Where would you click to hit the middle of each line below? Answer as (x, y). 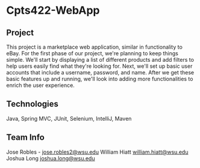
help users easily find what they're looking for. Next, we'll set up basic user (99, 66)
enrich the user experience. (41, 85)
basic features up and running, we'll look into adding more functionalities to (100, 79)
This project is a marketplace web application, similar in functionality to (94, 47)
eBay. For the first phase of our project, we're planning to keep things (92, 53)
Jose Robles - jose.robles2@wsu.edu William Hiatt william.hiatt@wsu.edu (97, 152)
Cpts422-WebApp (53, 10)
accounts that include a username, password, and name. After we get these (100, 72)
